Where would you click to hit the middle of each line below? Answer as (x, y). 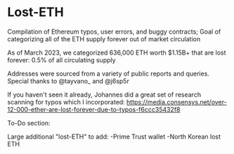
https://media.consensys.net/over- (176, 101)
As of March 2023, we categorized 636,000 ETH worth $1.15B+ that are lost (117, 52)
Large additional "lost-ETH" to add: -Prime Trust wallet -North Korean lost (114, 136)
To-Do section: (29, 122)
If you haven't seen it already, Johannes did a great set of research (104, 94)
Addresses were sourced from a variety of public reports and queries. (108, 73)
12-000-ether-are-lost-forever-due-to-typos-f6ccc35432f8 (94, 109)
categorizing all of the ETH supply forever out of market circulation (104, 38)
